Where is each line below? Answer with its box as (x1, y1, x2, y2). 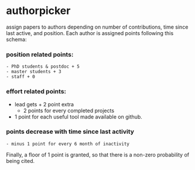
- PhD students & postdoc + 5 (6, 64, 80, 70)
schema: (6, 36, 27, 43)
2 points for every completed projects (23, 107, 115, 114)
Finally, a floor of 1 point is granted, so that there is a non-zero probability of (6, 151, 190, 158)
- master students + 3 (6, 69, 61, 75)
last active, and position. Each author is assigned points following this (6, 29, 174, 36)
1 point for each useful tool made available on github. (14, 113, 142, 120)
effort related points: (6, 88, 66, 96)
